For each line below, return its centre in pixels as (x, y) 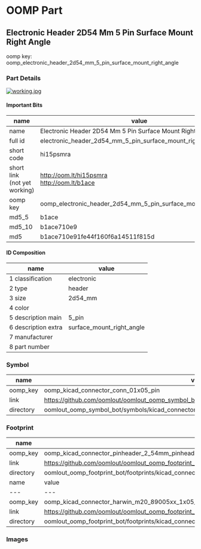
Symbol (18, 364)
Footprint (20, 427)
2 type (19, 288)
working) (22, 190)
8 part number (29, 346)
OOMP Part (34, 10)
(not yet (20, 182)
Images (17, 539)
